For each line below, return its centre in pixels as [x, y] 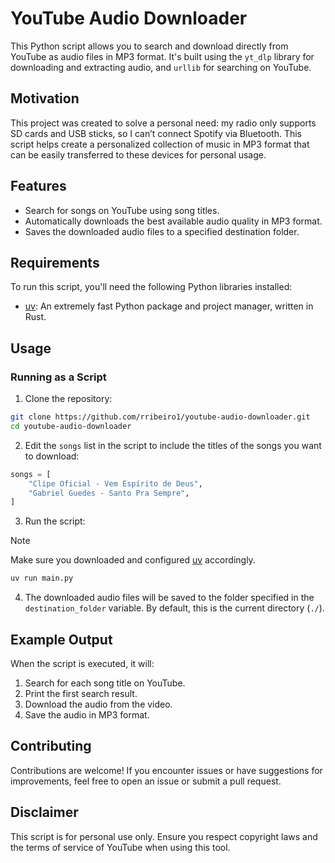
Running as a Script [58, 377]
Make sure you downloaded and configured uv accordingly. [133, 560]
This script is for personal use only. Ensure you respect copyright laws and [164, 836]
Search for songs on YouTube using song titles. [122, 210]
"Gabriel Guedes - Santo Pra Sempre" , [109, 493]
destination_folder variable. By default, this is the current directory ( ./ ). [174, 608]
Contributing [51, 746]
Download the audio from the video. [98, 704]
